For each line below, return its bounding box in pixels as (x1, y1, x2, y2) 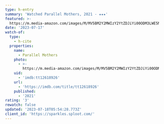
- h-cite (14, 39, 32, 44)
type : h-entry (5, 7, 34, 12)
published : (14, 89, 36, 94)
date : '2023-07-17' (5, 25, 45, 30)
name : (14, 48, 25, 53)
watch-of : (5, 30, 25, 35)
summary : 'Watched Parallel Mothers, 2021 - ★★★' (5, 12, 108, 17)
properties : (9, 43, 34, 48)
